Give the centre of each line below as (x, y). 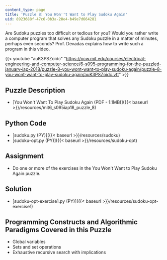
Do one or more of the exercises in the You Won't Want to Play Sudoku (85, 168)
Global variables (29, 242)
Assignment (24, 156)
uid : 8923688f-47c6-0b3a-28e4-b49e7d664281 (51, 19)
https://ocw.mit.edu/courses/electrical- (106, 59)
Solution (18, 189)
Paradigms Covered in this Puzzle (58, 230)
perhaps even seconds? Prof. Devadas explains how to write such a (74, 44)
